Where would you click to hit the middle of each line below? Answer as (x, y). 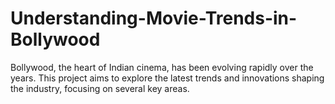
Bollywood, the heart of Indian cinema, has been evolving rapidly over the (162, 67)
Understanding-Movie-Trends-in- (154, 18)
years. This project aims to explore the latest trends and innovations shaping (167, 78)
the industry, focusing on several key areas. (100, 88)
